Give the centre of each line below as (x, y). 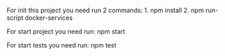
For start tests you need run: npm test (62, 45)
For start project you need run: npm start (66, 32)
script (15, 18)
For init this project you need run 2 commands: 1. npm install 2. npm (105, 10)
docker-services (49, 18)
